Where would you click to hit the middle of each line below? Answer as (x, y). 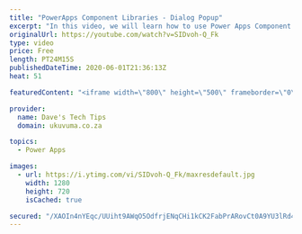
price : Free (31, 51)
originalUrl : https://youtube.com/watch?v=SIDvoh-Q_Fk (114, 34)
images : (24, 166)
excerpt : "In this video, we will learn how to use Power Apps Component (151, 26)
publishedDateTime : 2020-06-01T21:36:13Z (88, 68)
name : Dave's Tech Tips (62, 117)
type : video (31, 43)
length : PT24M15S (42, 59)
